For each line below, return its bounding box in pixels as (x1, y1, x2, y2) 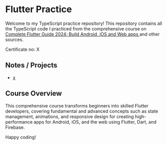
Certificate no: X (5, 46, 40, 52)
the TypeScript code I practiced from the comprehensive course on (5, 25, 147, 31)
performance (5, 119, 33, 125)
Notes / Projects (5, 61, 58, 69)
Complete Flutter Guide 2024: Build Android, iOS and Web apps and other (5, 31, 160, 37)
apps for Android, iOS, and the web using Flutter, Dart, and (34, 119, 157, 125)
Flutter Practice (5, 4, 72, 15)
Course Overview (5, 89, 62, 98)
